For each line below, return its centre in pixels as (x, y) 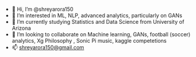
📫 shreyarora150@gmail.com (48, 47)
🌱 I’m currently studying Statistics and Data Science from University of (98, 22)
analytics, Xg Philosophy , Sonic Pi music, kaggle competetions (89, 41)
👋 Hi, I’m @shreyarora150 (42, 9)
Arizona (21, 28)
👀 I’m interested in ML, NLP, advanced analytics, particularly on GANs (97, 15)
